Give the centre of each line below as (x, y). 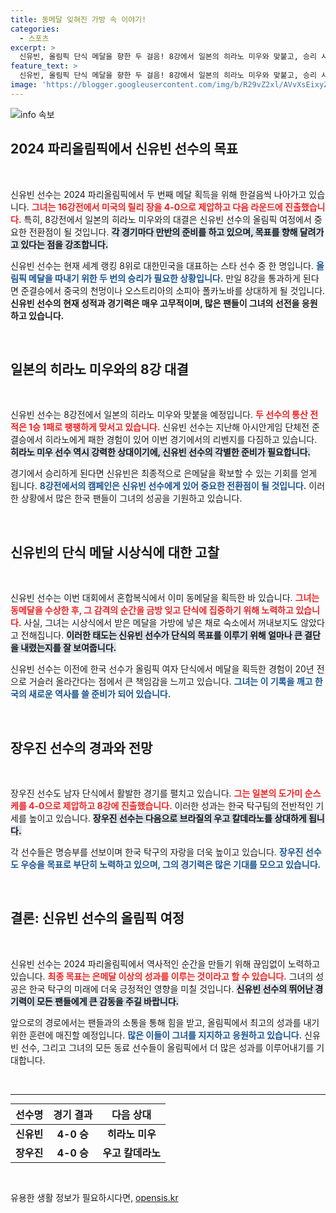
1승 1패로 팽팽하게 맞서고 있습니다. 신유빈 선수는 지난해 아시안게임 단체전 (169, 427)
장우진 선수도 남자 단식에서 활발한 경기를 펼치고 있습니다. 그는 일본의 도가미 (156, 793)
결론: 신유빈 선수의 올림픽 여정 (97, 918)
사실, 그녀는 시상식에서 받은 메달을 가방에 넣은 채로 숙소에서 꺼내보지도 (161, 623)
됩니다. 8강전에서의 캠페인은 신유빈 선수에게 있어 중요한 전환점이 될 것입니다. (158, 486)
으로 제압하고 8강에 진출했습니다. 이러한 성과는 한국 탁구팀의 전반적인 (179, 805)
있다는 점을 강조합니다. (64, 244)
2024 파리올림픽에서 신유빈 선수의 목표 (124, 149)
